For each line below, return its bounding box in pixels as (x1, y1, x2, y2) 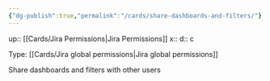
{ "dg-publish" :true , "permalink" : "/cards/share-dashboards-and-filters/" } (8, 11, 263, 20)
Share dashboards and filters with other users (8, 65, 162, 75)
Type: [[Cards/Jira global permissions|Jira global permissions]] (8, 49, 218, 59)
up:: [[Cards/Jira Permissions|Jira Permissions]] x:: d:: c (8, 34, 195, 43)
